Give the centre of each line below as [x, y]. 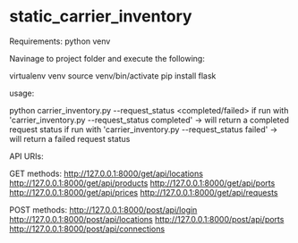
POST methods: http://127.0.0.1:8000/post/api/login [103, 209]
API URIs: [26, 156]
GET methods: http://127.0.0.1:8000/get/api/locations [106, 173]
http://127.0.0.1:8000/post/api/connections [87, 229]
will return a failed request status [70, 138]
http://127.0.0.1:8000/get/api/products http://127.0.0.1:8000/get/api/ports [142, 183]
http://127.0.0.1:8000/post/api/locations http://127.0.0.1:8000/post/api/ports [147, 219]
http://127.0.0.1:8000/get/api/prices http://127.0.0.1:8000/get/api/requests [144, 192]
